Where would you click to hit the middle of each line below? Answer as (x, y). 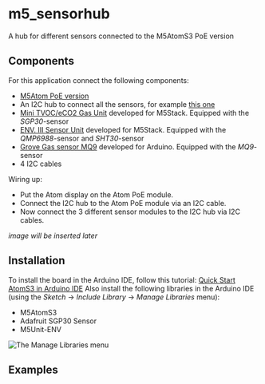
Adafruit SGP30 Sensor (58, 321)
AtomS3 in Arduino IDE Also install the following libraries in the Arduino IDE (131, 288)
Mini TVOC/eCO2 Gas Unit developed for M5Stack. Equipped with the (134, 113)
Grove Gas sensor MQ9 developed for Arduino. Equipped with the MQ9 (136, 146)
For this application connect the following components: (99, 80)
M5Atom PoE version (54, 96)
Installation (37, 261)
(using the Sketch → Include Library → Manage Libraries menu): (114, 297)
